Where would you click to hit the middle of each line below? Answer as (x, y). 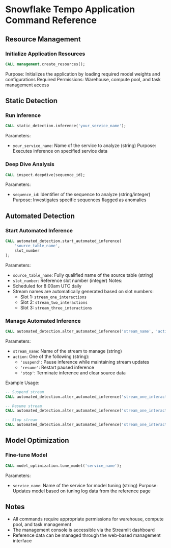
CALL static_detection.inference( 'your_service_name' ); (66, 126)
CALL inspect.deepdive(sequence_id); (45, 175)
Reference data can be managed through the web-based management (87, 535)
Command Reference (51, 20)
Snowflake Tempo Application (70, 9)
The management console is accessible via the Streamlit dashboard (84, 530)
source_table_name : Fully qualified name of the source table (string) (83, 275)
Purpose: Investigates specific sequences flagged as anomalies (79, 200)
